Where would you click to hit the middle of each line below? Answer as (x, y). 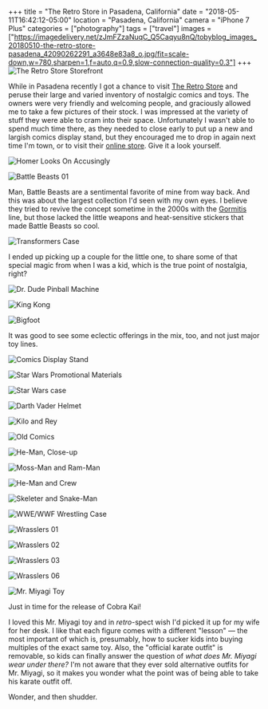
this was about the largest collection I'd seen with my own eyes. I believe (128, 200)
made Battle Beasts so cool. (54, 226)
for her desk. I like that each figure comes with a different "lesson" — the (128, 630)
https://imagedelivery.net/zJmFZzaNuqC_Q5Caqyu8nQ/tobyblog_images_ (135, 37)
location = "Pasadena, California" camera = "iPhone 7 (161, 20)
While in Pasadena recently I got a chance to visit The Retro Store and (123, 86)
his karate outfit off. (40, 681)
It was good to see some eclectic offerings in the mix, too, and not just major (134, 335)
